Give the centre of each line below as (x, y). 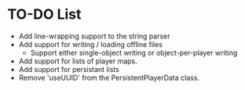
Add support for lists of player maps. (78, 61)
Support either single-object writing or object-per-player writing (134, 52)
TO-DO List (44, 14)
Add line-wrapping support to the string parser (94, 36)
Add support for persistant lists (69, 69)
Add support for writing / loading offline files (90, 44)
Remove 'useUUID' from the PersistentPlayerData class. (109, 77)
